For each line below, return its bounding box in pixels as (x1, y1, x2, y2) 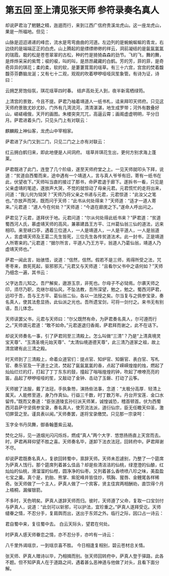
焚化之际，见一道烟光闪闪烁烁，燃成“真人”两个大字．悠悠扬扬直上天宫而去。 (5, 432, 163, 438)
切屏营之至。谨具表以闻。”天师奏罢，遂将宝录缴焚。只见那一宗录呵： (5, 410, 146, 417)
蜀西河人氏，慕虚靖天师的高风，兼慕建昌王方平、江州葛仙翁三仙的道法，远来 (5, 221, 164, 227)
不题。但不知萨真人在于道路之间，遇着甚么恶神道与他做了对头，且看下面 (5, 559, 155, 565)
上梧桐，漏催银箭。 (5, 486, 45, 493)
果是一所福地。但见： (5, 28, 49, 34)
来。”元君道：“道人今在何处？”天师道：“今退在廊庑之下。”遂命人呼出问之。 (5, 204, 156, 210)
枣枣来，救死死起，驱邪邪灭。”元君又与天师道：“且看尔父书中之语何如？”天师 (5, 263, 163, 269)
